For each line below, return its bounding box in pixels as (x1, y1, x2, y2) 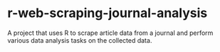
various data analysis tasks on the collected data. (7, 36, 152, 44)
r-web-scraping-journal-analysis (7, 5, 208, 21)
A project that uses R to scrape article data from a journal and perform (7, 28, 214, 37)
